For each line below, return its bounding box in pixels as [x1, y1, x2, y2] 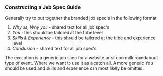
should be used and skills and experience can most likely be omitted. [5, 65, 144, 71]
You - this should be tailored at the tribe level [12, 30, 103, 36]
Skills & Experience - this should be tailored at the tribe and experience [12, 35, 156, 41]
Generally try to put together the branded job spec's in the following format [5, 15, 157, 21]
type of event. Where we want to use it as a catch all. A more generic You [5, 60, 153, 66]
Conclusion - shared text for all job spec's [12, 46, 97, 51]
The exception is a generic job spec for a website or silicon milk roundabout [5, 55, 158, 61]
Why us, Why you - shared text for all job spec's [12, 25, 110, 30]
